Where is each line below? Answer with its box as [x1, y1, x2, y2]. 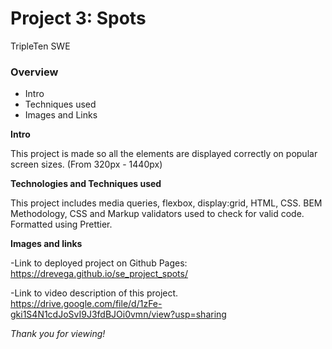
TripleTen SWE [10, 40, 71, 52]
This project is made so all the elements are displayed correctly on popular [10, 148, 318, 160]
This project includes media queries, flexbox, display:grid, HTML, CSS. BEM [10, 197, 323, 209]
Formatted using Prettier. [10, 218, 113, 231]
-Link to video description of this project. [10, 287, 179, 299]
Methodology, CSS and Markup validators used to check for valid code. [10, 208, 305, 220]
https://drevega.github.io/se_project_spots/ [10, 268, 188, 280]
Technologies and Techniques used [10, 178, 162, 190]
